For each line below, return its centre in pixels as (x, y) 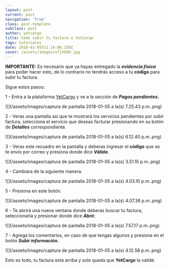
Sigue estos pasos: (25, 87)
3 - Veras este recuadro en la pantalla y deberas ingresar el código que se (82, 146)
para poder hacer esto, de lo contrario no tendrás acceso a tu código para (82, 72)
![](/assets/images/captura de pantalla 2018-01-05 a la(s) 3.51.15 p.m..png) (83, 161)
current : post (20, 15)
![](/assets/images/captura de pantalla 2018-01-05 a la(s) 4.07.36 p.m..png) (84, 200)
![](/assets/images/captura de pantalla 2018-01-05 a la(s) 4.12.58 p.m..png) (83, 250)
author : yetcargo (23, 33)
